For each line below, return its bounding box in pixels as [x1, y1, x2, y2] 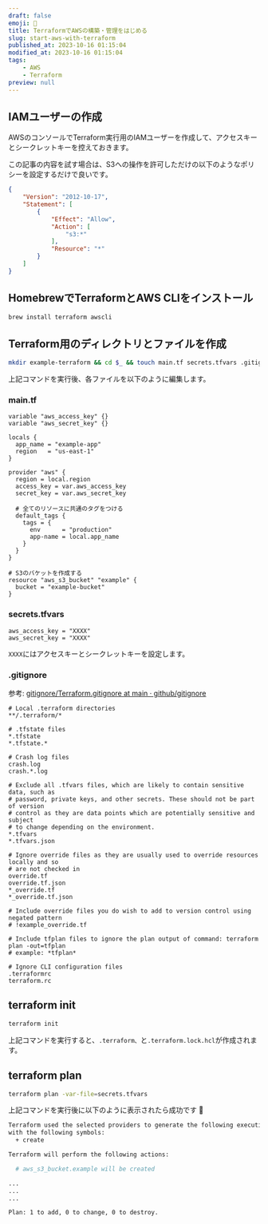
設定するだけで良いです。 [29, 169, 113, 180]
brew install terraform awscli [8, 313, 112, 321]
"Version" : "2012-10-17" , [22, 193, 109, 201]
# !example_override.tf [8, 921, 88, 929]
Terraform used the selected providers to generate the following [8, 1121, 234, 1130]
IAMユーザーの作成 [8, 109, 102, 124]
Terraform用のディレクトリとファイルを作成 [8, 337, 227, 351]
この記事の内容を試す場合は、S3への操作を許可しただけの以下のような [8, 160, 241, 169]
